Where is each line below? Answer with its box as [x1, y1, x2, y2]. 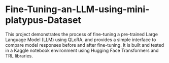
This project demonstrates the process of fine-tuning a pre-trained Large [5, 31, 158, 37]
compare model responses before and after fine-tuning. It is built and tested [5, 42, 164, 48]
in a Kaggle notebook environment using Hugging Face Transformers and [5, 47, 159, 53]
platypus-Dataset [5, 14, 81, 26]
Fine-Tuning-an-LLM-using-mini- [5, 4, 150, 15]
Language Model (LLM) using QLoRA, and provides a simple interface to [5, 37, 156, 43]
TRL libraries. [5, 52, 33, 59]
